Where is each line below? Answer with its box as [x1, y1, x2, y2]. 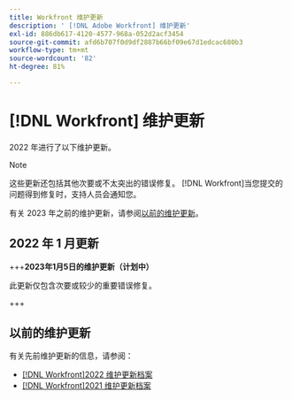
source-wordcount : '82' [9, 54, 97, 63]
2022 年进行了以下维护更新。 [9, 142, 117, 152]
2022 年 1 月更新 [9, 236, 99, 251]
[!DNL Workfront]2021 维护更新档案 [21, 380, 152, 391]
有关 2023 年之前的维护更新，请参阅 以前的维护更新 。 [9, 207, 204, 218]
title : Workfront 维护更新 [9, 12, 104, 22]
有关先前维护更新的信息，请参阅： [9, 350, 134, 361]
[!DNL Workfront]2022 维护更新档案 [21, 369, 153, 380]
